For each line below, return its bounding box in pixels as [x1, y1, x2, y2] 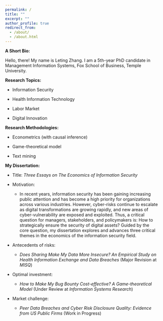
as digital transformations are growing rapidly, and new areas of [19, 206, 148, 212]
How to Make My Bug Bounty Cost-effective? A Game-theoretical [19, 281, 152, 287]
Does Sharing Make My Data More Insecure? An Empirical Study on [19, 252, 157, 257]
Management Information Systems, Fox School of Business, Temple [5, 62, 141, 69]
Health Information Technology [12, 96, 75, 102]
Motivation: [12, 182, 35, 187]
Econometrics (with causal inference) [12, 134, 88, 140]
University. [5, 68, 27, 73]
